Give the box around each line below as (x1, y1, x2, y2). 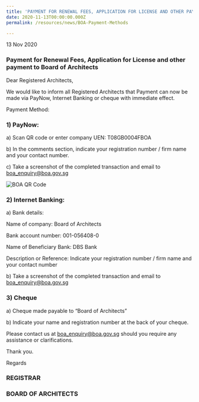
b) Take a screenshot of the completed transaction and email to (6, 273, 161, 280)
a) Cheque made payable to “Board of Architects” (6, 307, 127, 314)
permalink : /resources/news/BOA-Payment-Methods (6, 20, 129, 25)
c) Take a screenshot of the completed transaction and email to (6, 163, 161, 170)
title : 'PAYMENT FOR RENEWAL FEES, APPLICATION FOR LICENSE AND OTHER (6, 8, 184, 15)
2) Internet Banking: (6, 196, 65, 204)
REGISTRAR (6, 374, 41, 382)
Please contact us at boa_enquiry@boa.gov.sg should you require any (6, 330, 177, 337)
